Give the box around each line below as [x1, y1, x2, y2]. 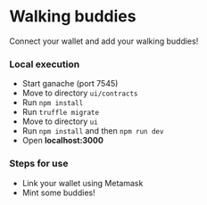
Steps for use [9, 158, 69, 170]
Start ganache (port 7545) [21, 78, 119, 89]
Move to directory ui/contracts [21, 87, 138, 99]
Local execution [9, 58, 80, 70]
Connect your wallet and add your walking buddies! [9, 36, 199, 46]
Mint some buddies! [21, 187, 95, 198]
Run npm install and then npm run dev [21, 126, 164, 136]
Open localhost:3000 [21, 135, 104, 146]
